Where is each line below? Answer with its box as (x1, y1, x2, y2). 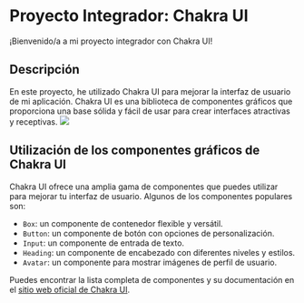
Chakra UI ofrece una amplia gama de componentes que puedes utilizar (9, 181, 279, 192)
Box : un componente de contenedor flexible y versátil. (22, 217, 224, 228)
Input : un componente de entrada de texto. (22, 237, 184, 248)
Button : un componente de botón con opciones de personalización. (22, 227, 275, 238)
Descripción (9, 62, 80, 77)
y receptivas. (9, 116, 58, 127)
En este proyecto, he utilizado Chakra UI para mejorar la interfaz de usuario (9, 86, 291, 96)
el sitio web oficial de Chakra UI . (9, 284, 131, 295)
